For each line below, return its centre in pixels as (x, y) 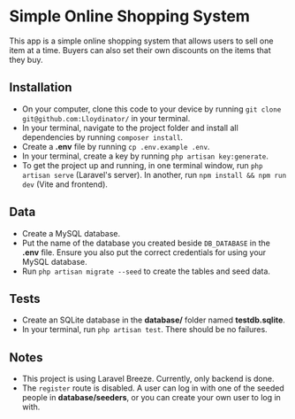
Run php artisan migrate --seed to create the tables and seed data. (146, 271)
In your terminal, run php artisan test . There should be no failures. (144, 330)
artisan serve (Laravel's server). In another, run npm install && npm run (154, 175)
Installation (41, 87)
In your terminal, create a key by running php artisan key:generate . (145, 156)
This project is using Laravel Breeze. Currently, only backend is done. (148, 379)
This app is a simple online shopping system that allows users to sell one (141, 41)
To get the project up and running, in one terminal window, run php (142, 165)
